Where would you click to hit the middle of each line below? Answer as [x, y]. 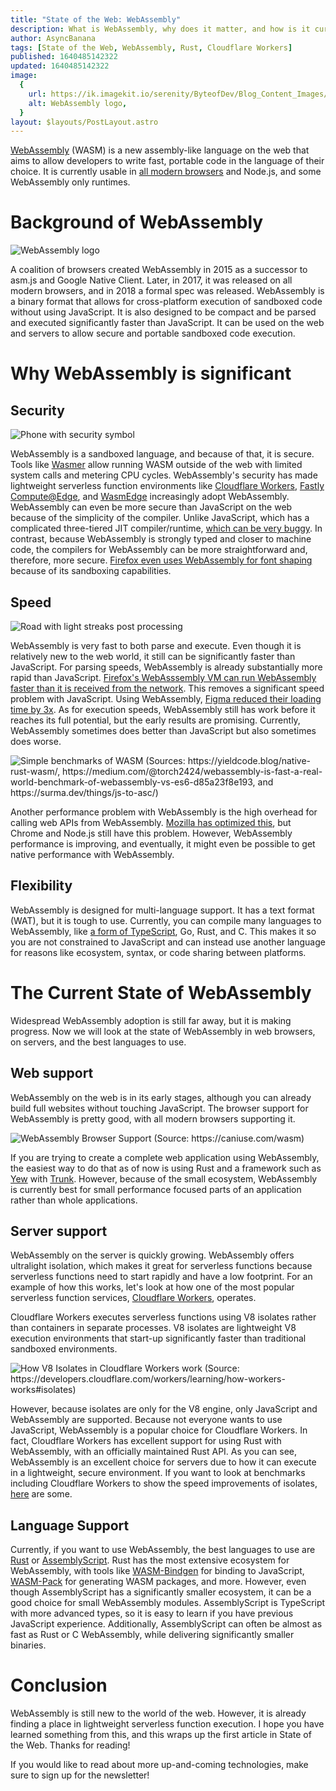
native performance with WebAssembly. [92, 854]
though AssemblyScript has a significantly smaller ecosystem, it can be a [161, 1592]
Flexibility [41, 886]
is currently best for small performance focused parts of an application [156, 1189]
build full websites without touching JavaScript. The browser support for [159, 1108]
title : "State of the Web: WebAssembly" [96, 19]
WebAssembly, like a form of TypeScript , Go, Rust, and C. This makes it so [163, 931]
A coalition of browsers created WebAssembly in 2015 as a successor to [159, 270]
